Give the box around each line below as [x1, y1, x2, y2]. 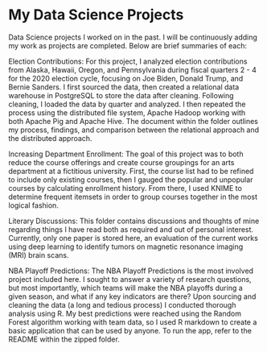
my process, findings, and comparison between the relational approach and [8, 125, 260, 135]
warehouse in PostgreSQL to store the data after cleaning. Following [8, 90, 235, 100]
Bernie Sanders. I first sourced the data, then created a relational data [8, 82, 240, 92]
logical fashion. [8, 200, 59, 210]
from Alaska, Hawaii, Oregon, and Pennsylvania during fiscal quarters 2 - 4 [8, 64, 257, 74]
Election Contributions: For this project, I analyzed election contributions [8, 56, 248, 66]
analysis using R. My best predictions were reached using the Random [8, 309, 241, 318]
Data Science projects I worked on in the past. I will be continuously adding [8, 32, 257, 42]
